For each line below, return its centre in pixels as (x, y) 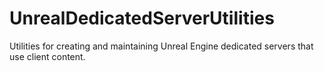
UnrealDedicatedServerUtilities (142, 18)
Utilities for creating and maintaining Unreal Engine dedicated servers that (161, 46)
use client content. (47, 56)
